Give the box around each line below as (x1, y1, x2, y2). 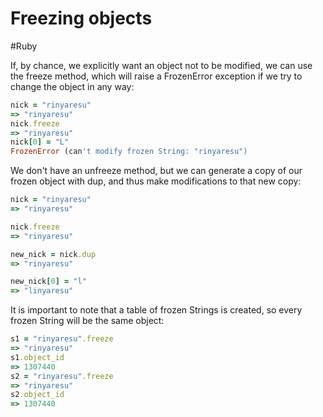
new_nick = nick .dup (10, 249, 97, 259)
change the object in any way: (10, 80, 135, 92)
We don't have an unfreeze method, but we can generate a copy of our (10, 165, 303, 177)
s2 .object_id (10, 390, 65, 400)
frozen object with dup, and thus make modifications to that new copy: (10, 175, 302, 187)
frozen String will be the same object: (10, 315, 165, 327)
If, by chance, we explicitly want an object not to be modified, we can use (10, 59, 313, 71)
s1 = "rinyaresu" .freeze (10, 334, 114, 344)
